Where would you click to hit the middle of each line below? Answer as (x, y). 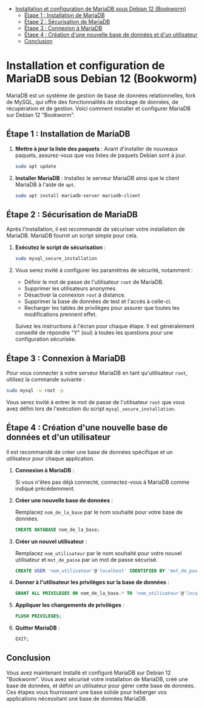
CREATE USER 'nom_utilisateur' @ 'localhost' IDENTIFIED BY (90, 571)
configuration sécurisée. (46, 339)
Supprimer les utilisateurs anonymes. (70, 289)
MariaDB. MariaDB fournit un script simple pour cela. (72, 236)
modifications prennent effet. (60, 314)
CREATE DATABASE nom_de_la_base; (57, 530)
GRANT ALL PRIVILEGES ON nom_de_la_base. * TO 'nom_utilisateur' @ (99, 594)
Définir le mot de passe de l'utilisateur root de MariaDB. (94, 282)
